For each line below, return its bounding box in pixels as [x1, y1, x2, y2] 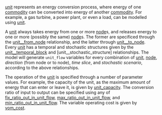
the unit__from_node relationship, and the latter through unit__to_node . [5, 39, 146, 45]
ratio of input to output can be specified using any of [5, 89, 111, 95]
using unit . [5, 19, 26, 25]
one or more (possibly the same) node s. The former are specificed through [5, 34, 155, 40]
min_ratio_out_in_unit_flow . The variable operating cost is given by [5, 100, 137, 105]
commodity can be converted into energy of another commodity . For [5, 9, 142, 15]
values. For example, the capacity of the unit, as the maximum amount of [5, 79, 151, 85]
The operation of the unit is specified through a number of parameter [5, 74, 143, 80]
